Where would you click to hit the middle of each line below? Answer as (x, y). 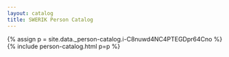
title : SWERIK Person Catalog (50, 20)
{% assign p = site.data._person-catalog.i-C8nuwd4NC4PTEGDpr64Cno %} (115, 39)
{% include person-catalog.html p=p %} (64, 46)
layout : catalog (30, 13)
